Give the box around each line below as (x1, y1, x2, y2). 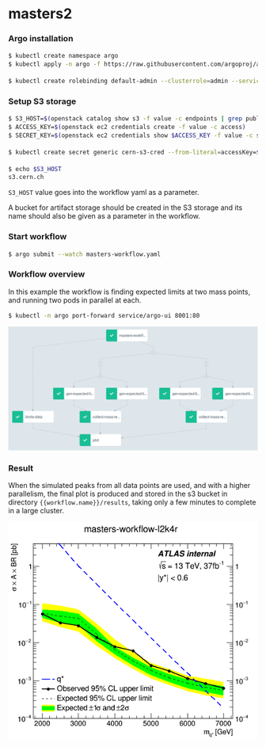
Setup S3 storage (8, 96, 77, 107)
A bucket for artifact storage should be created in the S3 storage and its (8, 203, 243, 212)
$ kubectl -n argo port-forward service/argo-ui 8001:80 (8, 311, 200, 319)
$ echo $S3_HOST (8, 165, 62, 173)
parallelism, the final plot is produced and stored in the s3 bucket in (8, 489, 228, 499)
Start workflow (8, 231, 67, 242)
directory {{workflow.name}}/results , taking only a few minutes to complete (8, 497, 256, 507)
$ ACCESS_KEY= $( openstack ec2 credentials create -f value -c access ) (8, 124, 246, 131)
